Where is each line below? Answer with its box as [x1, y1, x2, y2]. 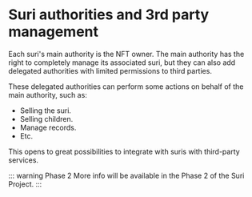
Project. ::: [8, 179, 42, 189]
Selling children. [19, 114, 74, 123]
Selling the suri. [19, 106, 72, 115]
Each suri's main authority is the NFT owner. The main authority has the [8, 49, 245, 58]
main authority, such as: [8, 90, 88, 99]
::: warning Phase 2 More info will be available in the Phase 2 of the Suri [8, 171, 245, 180]
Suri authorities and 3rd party [8, 6, 210, 24]
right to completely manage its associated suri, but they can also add [8, 58, 236, 67]
